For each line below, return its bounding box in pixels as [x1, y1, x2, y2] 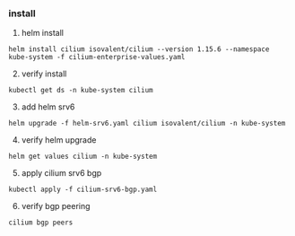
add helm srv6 [21, 101, 75, 112]
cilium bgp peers [8, 218, 74, 227]
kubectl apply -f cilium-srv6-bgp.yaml [8, 185, 158, 195]
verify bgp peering [21, 201, 91, 212]
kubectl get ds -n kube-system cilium [8, 86, 153, 95]
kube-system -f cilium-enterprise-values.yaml [8, 53, 186, 62]
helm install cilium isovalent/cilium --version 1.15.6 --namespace [8, 45, 270, 54]
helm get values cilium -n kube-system [8, 152, 158, 162]
